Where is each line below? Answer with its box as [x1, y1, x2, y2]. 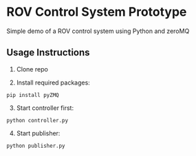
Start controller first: [16, 104, 74, 112]
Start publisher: [16, 129, 61, 137]
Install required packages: [16, 78, 90, 87]
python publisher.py [6, 142, 66, 149]
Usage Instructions [6, 47, 90, 58]
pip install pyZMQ [6, 91, 59, 98]
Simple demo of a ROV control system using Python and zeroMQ [6, 27, 190, 35]
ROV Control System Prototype [6, 4, 187, 20]
